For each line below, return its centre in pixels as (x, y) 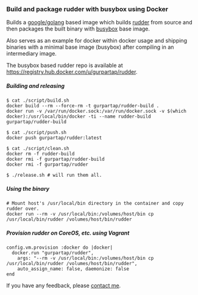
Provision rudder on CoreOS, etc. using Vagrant (68, 233)
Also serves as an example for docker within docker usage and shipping (97, 41)
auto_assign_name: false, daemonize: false (73, 269)
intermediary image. (31, 54)
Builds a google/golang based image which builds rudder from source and (100, 23)
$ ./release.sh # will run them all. (54, 176)
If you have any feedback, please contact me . (64, 286)
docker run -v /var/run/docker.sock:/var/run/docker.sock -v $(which (97, 112)
